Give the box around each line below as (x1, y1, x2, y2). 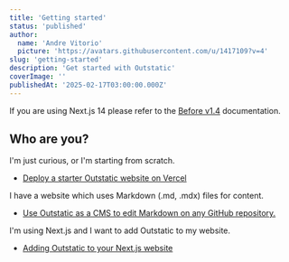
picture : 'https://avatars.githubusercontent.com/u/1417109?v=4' (17, 47, 269, 56)
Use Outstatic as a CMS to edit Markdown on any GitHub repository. (22, 208, 276, 219)
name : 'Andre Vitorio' (17, 38, 103, 48)
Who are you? (9, 132, 89, 147)
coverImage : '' (9, 72, 67, 81)
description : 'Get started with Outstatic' (9, 64, 176, 73)
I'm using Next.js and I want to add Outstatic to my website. (9, 225, 231, 236)
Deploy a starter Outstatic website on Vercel (22, 173, 187, 183)
